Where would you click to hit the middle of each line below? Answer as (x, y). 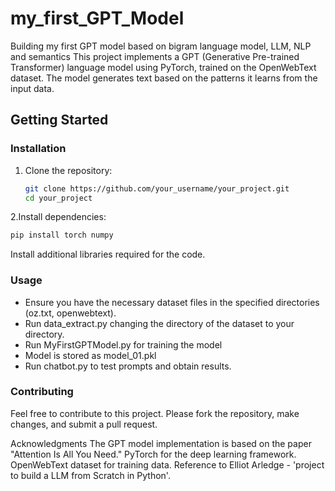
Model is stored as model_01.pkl (90, 355)
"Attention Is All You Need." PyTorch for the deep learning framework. (153, 454)
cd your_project (58, 198)
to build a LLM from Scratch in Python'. (90, 475)
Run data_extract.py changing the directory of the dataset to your (159, 323)
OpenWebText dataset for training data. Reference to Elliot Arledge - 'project (167, 464)
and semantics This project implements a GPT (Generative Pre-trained (155, 56)
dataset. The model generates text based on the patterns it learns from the (164, 78)
